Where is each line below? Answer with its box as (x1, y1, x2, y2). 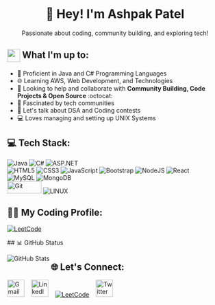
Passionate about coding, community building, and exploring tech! (21, 29, 209, 37)
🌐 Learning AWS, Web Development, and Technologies (16, 76, 173, 84)
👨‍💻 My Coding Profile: (7, 206, 103, 218)
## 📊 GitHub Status (7, 238, 64, 247)
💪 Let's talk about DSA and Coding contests (16, 106, 141, 114)
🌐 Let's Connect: (50, 261, 125, 273)
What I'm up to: (21, 49, 89, 61)
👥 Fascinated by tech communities (16, 99, 115, 107)
